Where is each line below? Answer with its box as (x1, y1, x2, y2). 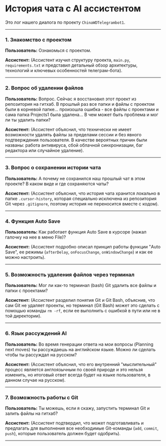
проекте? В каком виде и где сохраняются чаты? (5, 181, 109, 187)
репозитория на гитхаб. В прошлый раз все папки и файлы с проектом (5, 101, 155, 107)
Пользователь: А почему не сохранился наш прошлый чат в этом (5, 175, 145, 181)
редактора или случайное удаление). (5, 147, 84, 153)
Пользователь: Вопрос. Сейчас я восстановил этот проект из (5, 96, 137, 102)
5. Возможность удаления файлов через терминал (5, 271, 135, 278)
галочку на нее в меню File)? (5, 234, 66, 240)
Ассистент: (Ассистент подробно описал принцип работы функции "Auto (5, 244, 161, 250)
